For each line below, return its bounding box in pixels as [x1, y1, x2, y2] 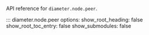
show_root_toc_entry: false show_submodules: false [6, 23, 131, 29]
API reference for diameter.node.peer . [6, 5, 98, 12]
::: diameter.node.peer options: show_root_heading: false [6, 16, 143, 23]
